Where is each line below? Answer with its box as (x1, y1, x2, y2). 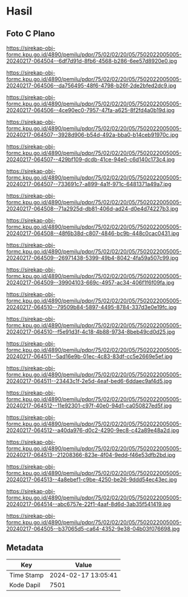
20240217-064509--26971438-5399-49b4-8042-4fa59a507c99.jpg (6, 255, 179, 261)
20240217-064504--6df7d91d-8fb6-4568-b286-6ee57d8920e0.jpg (6, 58, 177, 64)
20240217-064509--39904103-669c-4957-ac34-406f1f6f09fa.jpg (6, 279, 175, 286)
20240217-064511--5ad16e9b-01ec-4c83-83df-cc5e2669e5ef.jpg (6, 353, 173, 360)
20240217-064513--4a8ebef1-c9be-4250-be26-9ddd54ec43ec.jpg (6, 476, 177, 483)
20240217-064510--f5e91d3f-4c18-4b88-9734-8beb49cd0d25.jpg (6, 329, 175, 335)
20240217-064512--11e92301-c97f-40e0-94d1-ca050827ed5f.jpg (6, 402, 172, 409)
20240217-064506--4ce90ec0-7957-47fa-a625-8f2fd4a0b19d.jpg (6, 107, 175, 113)
